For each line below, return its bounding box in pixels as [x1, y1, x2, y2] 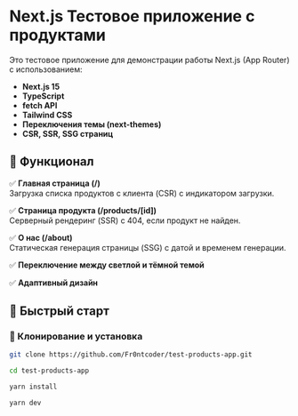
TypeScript [21, 91, 65, 101]
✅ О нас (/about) [9, 232, 73, 243]
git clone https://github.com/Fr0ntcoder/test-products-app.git [9, 350, 253, 359]
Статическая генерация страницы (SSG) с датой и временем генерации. [9, 242, 286, 252]
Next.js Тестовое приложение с [9, 6, 255, 27]
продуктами [9, 25, 107, 45]
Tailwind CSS [21, 109, 73, 120]
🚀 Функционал [9, 154, 94, 170]
